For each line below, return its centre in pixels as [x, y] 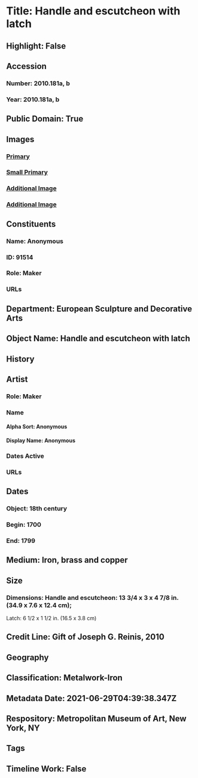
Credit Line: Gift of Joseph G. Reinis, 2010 [85, 637]
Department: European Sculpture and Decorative [99, 309]
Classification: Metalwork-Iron [64, 678]
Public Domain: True [45, 119]
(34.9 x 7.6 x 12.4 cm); [39, 605]
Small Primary [27, 172]
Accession [26, 66]
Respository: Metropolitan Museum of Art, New [96, 718]
